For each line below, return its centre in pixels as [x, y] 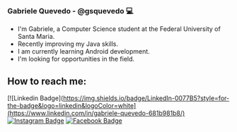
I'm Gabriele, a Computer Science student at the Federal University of [119, 29]
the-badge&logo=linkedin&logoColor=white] [72, 106]
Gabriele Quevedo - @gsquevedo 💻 [70, 11]
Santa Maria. [36, 37]
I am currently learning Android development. [83, 52]
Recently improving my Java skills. [68, 44]
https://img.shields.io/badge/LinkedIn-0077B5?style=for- [146, 98]
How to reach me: [47, 81]
